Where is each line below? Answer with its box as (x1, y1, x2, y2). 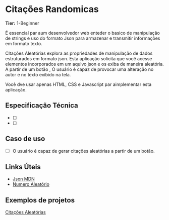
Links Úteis (5, 163, 41, 171)
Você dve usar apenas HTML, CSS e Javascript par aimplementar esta (5, 81, 152, 87)
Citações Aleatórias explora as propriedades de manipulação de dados (5, 50, 153, 56)
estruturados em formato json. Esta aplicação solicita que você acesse (5, 55, 152, 61)
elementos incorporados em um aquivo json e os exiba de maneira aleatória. (5, 61, 164, 67)
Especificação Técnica (5, 101, 78, 110)
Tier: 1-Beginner (5, 20, 39, 26)
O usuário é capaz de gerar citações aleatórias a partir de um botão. (12, 148, 155, 154)
